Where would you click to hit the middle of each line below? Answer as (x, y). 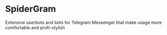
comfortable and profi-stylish (35, 27)
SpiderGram (31, 9)
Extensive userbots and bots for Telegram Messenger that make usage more (83, 22)
